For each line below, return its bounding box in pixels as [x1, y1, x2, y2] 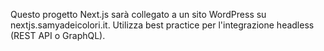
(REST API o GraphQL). [10, 30, 106, 41]
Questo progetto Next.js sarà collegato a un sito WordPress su [10, 9, 267, 20]
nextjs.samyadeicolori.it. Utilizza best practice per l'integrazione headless [10, 19, 315, 31]
